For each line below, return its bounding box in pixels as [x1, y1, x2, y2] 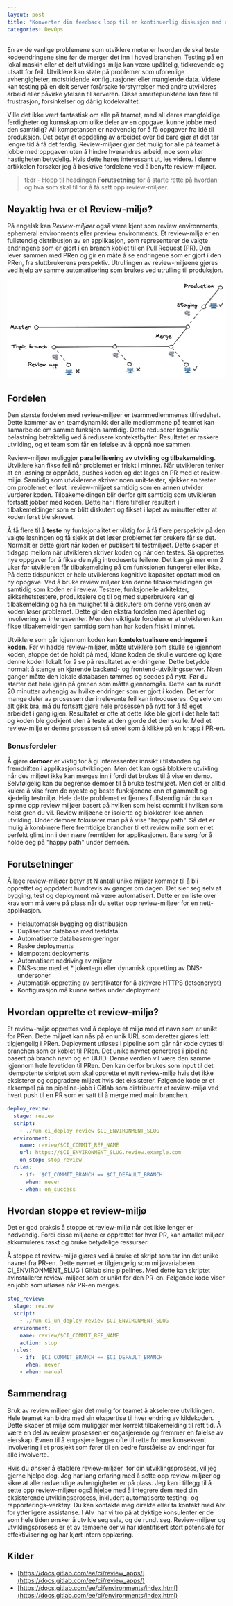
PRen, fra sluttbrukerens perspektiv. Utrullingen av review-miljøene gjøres [7, 259, 218, 267]
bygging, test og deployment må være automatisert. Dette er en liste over [7, 892, 217, 900]
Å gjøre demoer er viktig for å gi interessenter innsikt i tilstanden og [7, 757, 200, 766]
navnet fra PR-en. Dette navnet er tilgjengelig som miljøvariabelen [7, 1259, 196, 1267]
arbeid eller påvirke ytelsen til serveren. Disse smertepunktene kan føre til [7, 90, 218, 99]
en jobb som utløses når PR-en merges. [7, 1281, 121, 1290]
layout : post [7, 11, 45, 18]
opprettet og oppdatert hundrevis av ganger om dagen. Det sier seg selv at [7, 884, 222, 893]
